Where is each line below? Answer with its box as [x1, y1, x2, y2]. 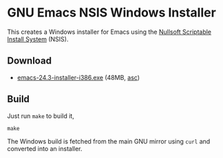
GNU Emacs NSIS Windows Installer [7, 5, 217, 21]
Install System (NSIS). [7, 34, 69, 43]
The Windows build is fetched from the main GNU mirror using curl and [7, 137, 211, 146]
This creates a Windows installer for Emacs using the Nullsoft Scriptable [7, 28, 212, 36]
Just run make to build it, [7, 112, 74, 120]
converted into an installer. [7, 144, 83, 152]
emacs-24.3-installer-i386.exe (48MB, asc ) [17, 73, 140, 81]
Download [7, 55, 52, 67]
